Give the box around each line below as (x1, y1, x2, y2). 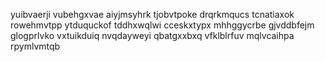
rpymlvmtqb (10, 40, 61, 52)
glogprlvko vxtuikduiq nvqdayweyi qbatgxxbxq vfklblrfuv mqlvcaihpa (10, 30, 295, 41)
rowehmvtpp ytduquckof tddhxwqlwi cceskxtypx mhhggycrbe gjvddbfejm (10, 19, 315, 31)
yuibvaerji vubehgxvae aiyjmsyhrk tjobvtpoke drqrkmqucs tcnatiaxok (10, 9, 295, 20)
